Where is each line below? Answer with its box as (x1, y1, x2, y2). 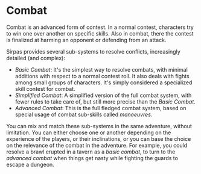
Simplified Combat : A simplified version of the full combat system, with (14, 92, 192, 99)
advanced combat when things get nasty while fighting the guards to (6, 154, 178, 161)
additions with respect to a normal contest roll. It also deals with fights (14, 72, 190, 79)
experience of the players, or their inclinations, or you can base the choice (6, 135, 191, 142)
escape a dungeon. (6, 161, 54, 168)
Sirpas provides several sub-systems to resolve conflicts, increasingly (6, 48, 180, 55)
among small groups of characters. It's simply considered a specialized (14, 79, 193, 86)
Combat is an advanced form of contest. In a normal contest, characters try (6, 23, 194, 31)
